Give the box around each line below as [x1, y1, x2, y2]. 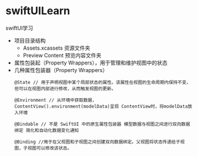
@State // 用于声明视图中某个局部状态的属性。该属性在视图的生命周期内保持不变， [14, 79, 191, 85]
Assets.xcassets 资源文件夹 [23, 44, 91, 51]
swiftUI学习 [5, 24, 33, 31]
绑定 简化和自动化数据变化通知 [14, 127, 79, 134]
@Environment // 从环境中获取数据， [14, 97, 97, 103]
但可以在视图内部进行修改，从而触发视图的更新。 [14, 86, 116, 92]
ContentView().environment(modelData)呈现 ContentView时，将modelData [14, 103, 188, 109]
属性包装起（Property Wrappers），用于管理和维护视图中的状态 [14, 59, 168, 66]
